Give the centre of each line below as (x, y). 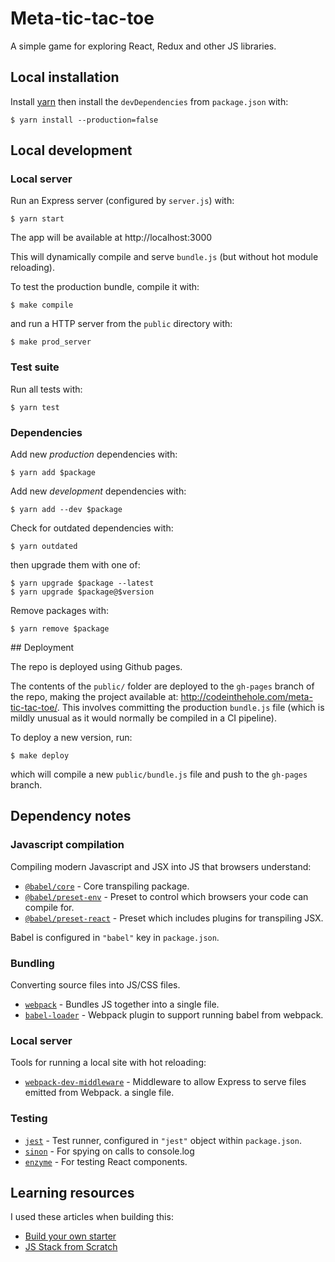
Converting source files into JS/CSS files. (95, 985)
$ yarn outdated (44, 547)
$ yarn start (37, 219)
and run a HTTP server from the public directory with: (121, 324)
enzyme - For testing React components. (106, 1161)
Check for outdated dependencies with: (92, 528)
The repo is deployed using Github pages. (96, 667)
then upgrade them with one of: (75, 565)
